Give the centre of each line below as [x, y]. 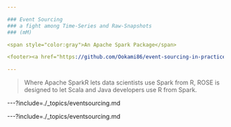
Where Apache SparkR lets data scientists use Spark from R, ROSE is [122, 82]
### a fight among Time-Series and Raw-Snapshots [80, 26]
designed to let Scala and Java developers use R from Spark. [110, 90]
